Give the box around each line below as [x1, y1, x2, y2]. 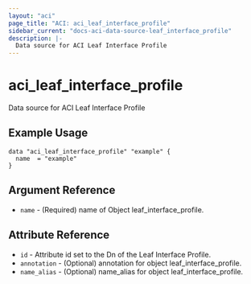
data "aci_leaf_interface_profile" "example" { [8, 147, 171, 155]
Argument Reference [8, 183, 116, 197]
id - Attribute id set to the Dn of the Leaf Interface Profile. [19, 249, 212, 259]
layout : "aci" [8, 11, 56, 20]
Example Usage [8, 126, 88, 140]
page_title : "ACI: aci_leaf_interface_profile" [8, 19, 171, 27]
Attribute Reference [8, 228, 110, 242]
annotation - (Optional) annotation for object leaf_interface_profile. [19, 258, 242, 268]
